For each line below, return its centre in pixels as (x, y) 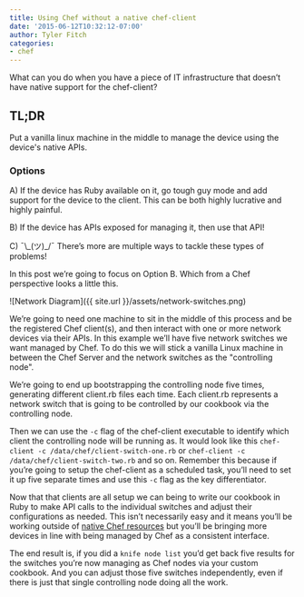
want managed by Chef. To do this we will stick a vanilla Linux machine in (147, 348)
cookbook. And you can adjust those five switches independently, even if (146, 572)
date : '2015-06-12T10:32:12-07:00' (77, 26)
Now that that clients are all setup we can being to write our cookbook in (145, 497)
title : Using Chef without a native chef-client (103, 18)
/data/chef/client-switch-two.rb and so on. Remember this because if (143, 461)
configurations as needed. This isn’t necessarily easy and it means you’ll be (151, 517)
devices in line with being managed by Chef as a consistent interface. (139, 536)
